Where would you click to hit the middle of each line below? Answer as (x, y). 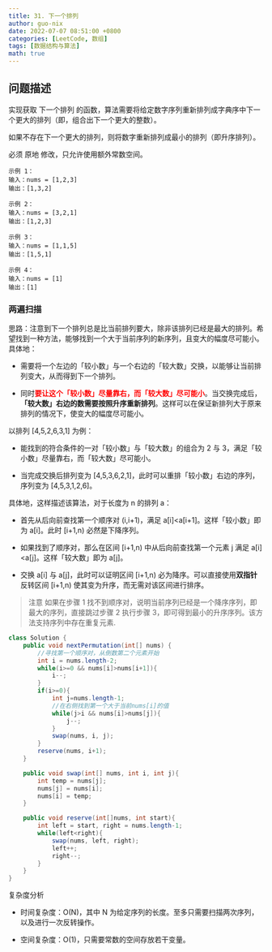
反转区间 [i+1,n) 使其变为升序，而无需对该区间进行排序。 (114, 585)
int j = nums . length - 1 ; (88, 699)
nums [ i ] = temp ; (65, 796)
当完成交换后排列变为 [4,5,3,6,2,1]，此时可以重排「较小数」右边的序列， (140, 476)
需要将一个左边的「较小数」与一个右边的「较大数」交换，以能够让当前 (137, 366)
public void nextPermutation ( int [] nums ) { (98, 645)
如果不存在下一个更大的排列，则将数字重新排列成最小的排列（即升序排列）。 (134, 137)
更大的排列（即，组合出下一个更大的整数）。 (88, 119)
